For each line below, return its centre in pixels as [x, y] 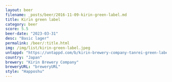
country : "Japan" [24, 57]
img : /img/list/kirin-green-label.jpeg [48, 48]
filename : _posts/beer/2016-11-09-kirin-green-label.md [66, 15]
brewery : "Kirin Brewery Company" [42, 62]
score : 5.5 [17, 29]
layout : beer [19, 10]
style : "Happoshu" [25, 72]
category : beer [21, 24]
